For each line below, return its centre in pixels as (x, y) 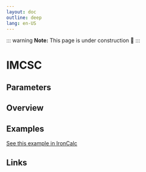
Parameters (29, 87)
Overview (25, 108)
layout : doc (21, 12)
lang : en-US (21, 23)
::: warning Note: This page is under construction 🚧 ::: (73, 41)
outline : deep (24, 18)
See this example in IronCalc (42, 143)
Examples (25, 129)
